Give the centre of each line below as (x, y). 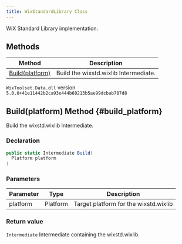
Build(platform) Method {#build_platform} (84, 111)
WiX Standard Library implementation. (52, 28)
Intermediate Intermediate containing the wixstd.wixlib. (73, 234)
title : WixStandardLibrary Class (47, 11)
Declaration (23, 141)
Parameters (23, 179)
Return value (25, 222)
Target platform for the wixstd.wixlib (123, 204)
